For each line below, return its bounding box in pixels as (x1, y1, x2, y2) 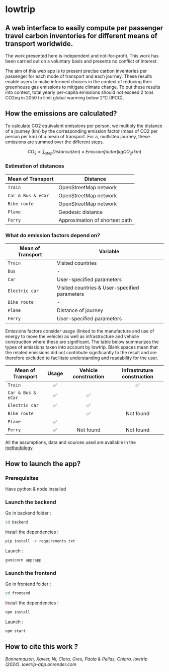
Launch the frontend (5, 569, 56, 576)
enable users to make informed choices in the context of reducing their (5, 79, 152, 84)
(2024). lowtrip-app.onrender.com (5, 661, 76, 667)
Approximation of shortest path (58, 216, 132, 223)
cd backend (5, 520, 28, 525)
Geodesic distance (58, 208, 103, 215)
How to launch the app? (5, 459, 81, 468)
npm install (5, 609, 30, 614)
